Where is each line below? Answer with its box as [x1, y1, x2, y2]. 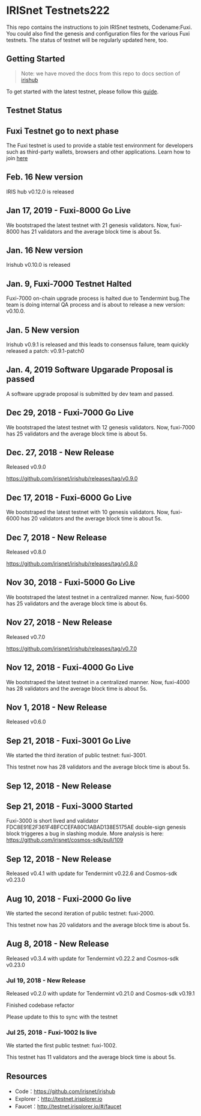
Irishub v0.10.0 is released [6, 261, 71, 269]
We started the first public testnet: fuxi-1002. [6, 1042, 117, 1049]
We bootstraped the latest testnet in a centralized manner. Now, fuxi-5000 [6, 593, 190, 600]
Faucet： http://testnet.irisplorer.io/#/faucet [14, 1103, 122, 1110]
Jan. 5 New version [6, 325, 80, 335]
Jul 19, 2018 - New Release [6, 976, 86, 985]
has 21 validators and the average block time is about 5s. [20, 228, 161, 235]
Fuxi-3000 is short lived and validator [6, 817, 99, 825]
